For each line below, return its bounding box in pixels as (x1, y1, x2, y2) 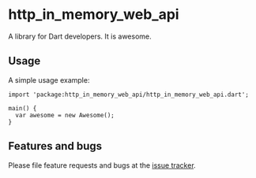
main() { (8, 104, 37, 112)
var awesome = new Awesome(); (15, 111, 115, 119)
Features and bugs (8, 139, 103, 153)
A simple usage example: (8, 75, 90, 84)
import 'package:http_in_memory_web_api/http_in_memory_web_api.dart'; (8, 91, 249, 98)
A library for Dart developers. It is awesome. (8, 32, 152, 41)
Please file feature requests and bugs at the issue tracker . (8, 160, 196, 170)
